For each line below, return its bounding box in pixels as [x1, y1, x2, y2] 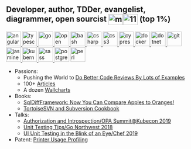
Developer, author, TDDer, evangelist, [6, 5, 146, 15]
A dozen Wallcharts [23, 86, 71, 93]
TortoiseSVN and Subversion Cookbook [23, 105, 120, 112]
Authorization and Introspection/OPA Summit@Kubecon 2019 [23, 117, 172, 124]
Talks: [14, 111, 29, 118]
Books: [14, 92, 32, 99]
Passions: [14, 67, 38, 75]
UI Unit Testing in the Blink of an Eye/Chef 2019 [23, 130, 138, 137]
